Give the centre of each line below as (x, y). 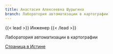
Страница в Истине (25, 46)
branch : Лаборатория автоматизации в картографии (57, 14)
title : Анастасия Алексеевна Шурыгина (45, 9)
